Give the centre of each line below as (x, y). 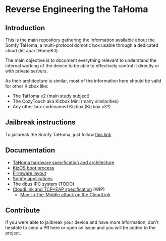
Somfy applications (33, 178)
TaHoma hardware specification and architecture (63, 163)
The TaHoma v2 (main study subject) (51, 96)
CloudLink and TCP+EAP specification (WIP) (59, 189)
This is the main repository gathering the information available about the (80, 40)
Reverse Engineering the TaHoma (77, 9)
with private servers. (26, 71)
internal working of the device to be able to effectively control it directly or (82, 66)
